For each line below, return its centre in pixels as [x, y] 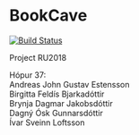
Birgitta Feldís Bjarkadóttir [57, 94]
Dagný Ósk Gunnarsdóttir [56, 113]
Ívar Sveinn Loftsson [47, 122]
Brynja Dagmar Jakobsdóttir [61, 103]
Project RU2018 [38, 57]
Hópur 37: [28, 75]
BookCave [48, 16]
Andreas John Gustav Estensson [69, 84]
